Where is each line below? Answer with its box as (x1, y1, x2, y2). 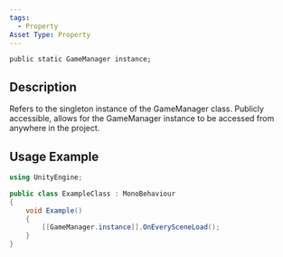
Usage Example (9, 148, 99, 164)
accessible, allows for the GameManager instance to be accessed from (9, 113, 275, 124)
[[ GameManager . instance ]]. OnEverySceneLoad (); (42, 223, 221, 232)
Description (9, 79, 77, 95)
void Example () (25, 205, 83, 215)
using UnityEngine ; (9, 173, 83, 182)
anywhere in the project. (9, 123, 100, 134)
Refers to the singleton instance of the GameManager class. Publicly (9, 103, 265, 114)
